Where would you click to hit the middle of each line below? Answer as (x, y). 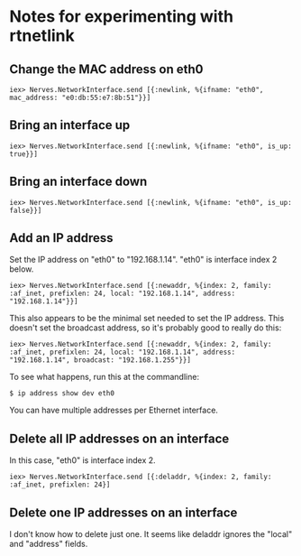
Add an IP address (62, 238)
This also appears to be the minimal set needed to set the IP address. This (147, 319)
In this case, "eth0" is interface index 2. (82, 460)
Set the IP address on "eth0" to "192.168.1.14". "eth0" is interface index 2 (143, 260)
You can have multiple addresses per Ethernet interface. (114, 410)
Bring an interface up (70, 125)
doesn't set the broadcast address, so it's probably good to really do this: (146, 328)
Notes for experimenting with (122, 17)
